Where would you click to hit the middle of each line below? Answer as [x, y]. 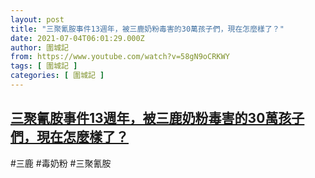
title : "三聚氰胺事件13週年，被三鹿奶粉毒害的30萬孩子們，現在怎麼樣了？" [147, 29]
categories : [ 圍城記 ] [57, 76]
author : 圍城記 [39, 47]
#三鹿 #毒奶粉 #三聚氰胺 [61, 163]
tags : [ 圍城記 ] [44, 66]
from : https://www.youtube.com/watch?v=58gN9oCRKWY [120, 57]
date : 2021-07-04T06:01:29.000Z [77, 38]
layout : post [37, 19]
